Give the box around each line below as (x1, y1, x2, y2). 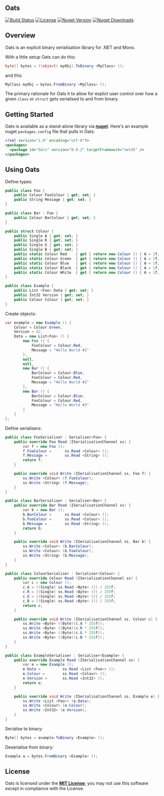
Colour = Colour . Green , (14, 325, 63, 330)
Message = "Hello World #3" (31, 402, 90, 408)
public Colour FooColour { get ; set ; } (14, 193, 96, 198)
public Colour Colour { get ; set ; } (14, 297, 90, 302)
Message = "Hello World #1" (31, 347, 90, 353)
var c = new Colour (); (23, 580, 71, 585)
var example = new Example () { (5, 320, 71, 325)
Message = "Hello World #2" (31, 380, 90, 385)
